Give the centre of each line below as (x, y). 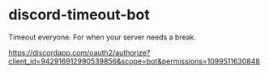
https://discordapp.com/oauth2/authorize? (79, 52)
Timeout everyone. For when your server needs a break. (102, 37)
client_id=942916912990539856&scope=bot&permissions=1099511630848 (134, 61)
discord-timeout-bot (79, 15)
